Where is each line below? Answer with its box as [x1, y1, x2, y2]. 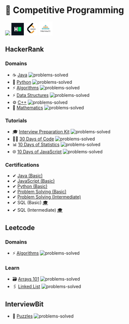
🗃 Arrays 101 [12, 276, 40, 282]
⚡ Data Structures [12, 92, 49, 98]
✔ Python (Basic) [12, 183, 48, 189]
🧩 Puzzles [12, 313, 33, 319]
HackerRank [5, 45, 44, 54]
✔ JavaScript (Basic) [12, 178, 55, 184]
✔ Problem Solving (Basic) [12, 189, 67, 195]
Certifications [5, 161, 40, 168]
